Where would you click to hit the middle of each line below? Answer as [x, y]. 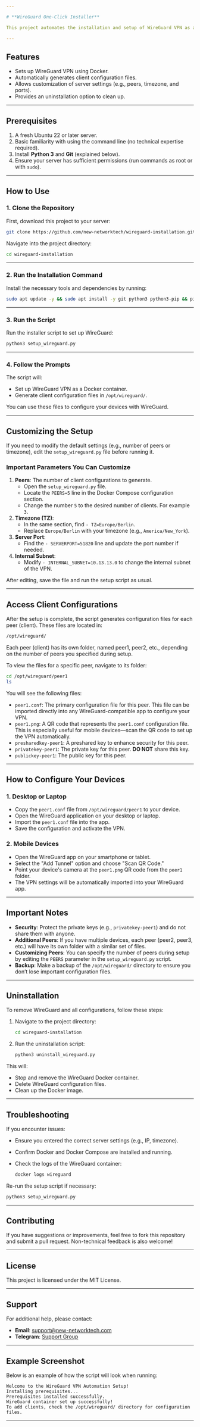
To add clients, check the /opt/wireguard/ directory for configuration [98, 1407]
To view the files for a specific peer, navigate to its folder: [76, 665]
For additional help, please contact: [49, 1319]
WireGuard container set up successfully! [60, 1402]
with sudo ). [28, 167]
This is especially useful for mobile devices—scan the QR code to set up [104, 730]
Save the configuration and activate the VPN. [70, 829]
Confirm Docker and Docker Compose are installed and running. [93, 1152]
